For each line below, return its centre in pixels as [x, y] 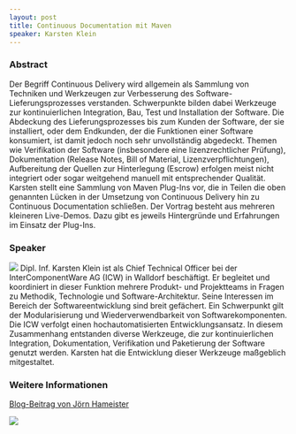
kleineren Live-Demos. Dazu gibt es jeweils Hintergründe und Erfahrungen [144, 215]
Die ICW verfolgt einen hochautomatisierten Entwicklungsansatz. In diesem [146, 324]
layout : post [33, 17]
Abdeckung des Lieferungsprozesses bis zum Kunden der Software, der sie [147, 121]
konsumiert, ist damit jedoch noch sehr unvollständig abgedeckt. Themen [143, 140]
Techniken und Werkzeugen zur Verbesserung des [102, 93]
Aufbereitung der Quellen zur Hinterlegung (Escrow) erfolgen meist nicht [141, 168]
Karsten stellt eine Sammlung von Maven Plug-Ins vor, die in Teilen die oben [148, 187]
